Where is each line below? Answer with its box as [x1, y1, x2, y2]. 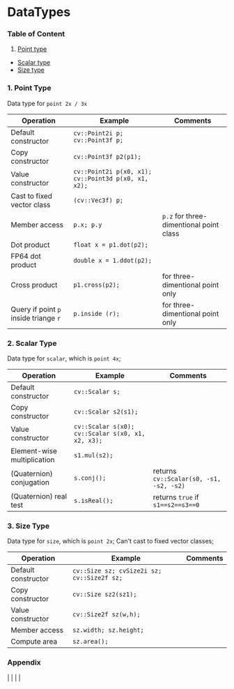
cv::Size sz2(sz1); [72, 591, 137, 598]
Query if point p [10, 304, 61, 314]
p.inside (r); [72, 310, 120, 317]
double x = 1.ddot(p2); [72, 256, 152, 264]
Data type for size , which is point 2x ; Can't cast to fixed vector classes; [7, 537, 214, 545]
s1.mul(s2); [74, 451, 114, 460]
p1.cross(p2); [72, 280, 120, 289]
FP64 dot [10, 251, 42, 261]
